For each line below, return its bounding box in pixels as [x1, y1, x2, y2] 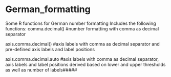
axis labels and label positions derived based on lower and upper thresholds [5, 61, 166, 67]
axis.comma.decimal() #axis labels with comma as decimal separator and [5, 41, 160, 47]
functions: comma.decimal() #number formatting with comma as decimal [5, 25, 159, 31]
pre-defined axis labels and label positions [5, 46, 95, 52]
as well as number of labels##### [5, 67, 77, 73]
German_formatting [5, 4, 91, 15]
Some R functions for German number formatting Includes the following [5, 20, 156, 26]
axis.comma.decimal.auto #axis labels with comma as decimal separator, [5, 56, 159, 62]
